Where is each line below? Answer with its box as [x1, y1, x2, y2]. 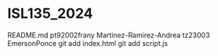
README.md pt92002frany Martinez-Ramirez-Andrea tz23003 [7, 30, 210, 40]
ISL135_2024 [7, 5, 93, 23]
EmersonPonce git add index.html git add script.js [7, 38, 169, 47]
